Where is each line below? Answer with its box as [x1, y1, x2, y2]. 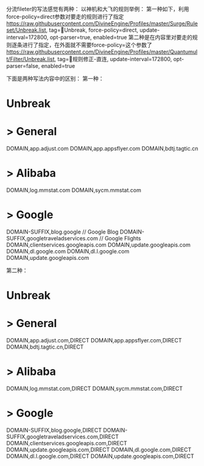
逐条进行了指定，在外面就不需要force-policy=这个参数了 [11, 42, 152, 48]
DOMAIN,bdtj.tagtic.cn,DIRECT [6, 343, 84, 350]
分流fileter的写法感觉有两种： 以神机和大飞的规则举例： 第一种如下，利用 [6, 6, 189, 12]
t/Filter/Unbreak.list [6, 56, 55, 62]
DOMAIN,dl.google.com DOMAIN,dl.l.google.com [6, 248, 130, 255]
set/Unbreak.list [6, 26, 47, 34]
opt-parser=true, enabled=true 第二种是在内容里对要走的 [49, 34, 193, 41]
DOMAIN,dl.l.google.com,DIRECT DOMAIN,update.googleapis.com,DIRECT [6, 453, 195, 460]
